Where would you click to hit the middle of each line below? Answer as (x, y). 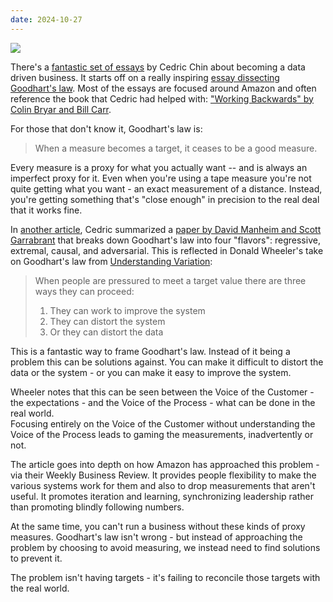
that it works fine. (46, 210)
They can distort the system (107, 321)
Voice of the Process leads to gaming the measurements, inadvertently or (162, 434)
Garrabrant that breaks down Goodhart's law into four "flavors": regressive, (165, 240)
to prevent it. (36, 558)
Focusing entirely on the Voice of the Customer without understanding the (163, 423)
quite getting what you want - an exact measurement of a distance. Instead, (166, 188)
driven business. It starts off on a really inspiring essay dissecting (145, 77)
